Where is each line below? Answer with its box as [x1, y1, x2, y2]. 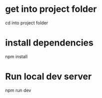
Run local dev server [5, 71, 92, 82]
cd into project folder [5, 20, 48, 26]
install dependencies [5, 37, 94, 49]
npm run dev [5, 87, 31, 93]
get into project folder [5, 3, 97, 15]
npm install [5, 53, 28, 59]
